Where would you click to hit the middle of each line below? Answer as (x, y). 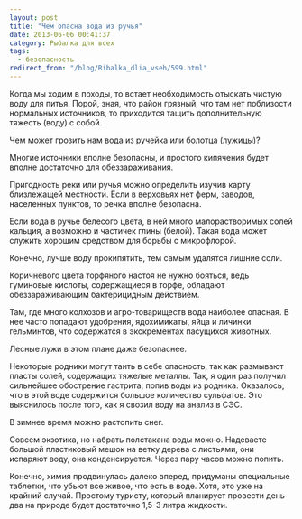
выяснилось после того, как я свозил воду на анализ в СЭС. (126, 404)
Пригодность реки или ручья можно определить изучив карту (130, 184)
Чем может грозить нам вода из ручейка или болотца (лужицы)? (135, 140)
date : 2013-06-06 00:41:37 (60, 34)
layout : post (34, 18)
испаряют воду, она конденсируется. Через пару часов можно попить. (146, 459)
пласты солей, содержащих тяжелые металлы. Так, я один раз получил (148, 375)
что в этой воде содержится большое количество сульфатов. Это (136, 394)
